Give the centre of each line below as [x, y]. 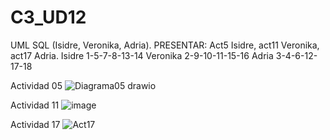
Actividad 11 [35, 105]
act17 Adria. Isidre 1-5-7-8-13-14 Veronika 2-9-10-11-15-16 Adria [142, 55]
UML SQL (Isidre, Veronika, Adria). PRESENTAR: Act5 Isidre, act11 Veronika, [165, 45]
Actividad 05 [36, 85]
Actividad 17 [35, 124]
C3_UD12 [48, 17]
